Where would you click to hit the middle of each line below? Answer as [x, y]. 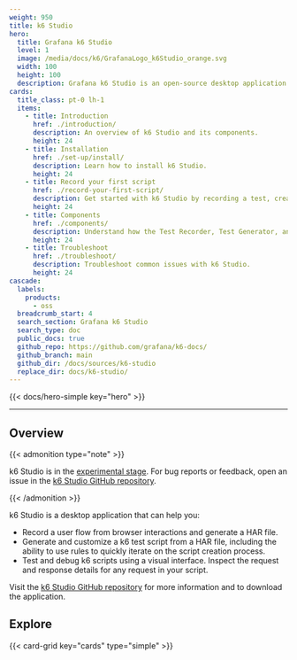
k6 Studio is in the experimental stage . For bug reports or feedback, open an [148, 471]
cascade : [25, 281]
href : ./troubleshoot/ [74, 256]
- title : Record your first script [91, 182]
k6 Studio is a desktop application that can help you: [105, 516]
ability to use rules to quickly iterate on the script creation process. [144, 551]
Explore [31, 624]
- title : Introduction [67, 116]
